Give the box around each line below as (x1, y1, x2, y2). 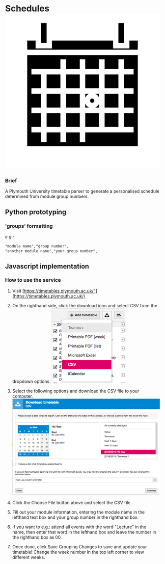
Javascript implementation (5, 262, 89, 270)
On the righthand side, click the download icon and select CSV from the (12, 302, 158, 308)
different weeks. (12, 554, 45, 560)
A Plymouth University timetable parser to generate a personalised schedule (5, 188, 160, 194)
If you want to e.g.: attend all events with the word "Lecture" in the (12, 524, 146, 530)
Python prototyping (5, 208, 66, 216)
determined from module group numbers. (5, 193, 89, 199)
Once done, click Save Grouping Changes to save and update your (12, 544, 147, 550)
